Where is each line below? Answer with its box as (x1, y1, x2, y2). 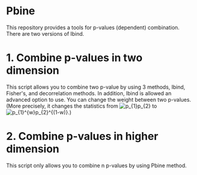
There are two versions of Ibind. (6, 30, 84, 37)
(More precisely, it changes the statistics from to (6, 102, 157, 110)
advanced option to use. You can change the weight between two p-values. (6, 96, 192, 103)
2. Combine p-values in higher (6, 130, 158, 143)
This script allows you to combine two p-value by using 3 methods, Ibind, (6, 83, 186, 90)
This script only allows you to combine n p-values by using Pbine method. (6, 162, 187, 169)
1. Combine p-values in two (6, 51, 143, 65)
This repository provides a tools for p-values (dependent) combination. (6, 24, 180, 31)
